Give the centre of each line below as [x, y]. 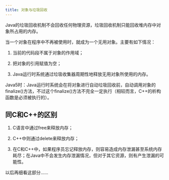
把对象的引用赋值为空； [37, 63]
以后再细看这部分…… [27, 172]
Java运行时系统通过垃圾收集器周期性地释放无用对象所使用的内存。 [82, 74]
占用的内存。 [27, 31]
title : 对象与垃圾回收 [26, 10]
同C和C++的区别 [31, 115]
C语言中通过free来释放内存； [43, 128]
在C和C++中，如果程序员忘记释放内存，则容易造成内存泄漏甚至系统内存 [87, 149]
